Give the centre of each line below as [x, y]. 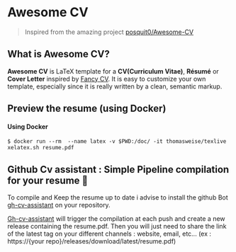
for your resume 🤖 [48, 180]
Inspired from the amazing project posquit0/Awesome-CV [109, 32]
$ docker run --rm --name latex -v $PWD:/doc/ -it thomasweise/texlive [117, 142]
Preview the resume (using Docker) [87, 109]
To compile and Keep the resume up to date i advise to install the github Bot [118, 197]
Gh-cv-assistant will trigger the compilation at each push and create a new [116, 219]
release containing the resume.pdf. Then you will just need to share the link [117, 227]
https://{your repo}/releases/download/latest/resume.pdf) [92, 241]
